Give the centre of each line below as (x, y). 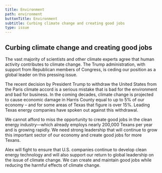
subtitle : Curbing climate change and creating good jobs (65, 23)
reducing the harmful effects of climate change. (53, 165)
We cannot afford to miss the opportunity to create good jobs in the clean (79, 119)
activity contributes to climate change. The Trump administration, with (75, 64)
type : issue (17, 28)
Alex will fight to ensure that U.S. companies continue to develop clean (76, 150)
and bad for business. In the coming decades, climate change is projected (79, 94)
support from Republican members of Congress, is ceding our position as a (81, 69)
